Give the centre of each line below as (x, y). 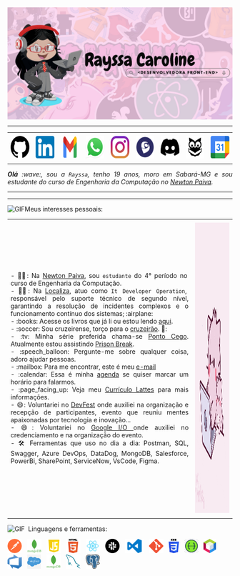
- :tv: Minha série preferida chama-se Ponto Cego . (100, 337)
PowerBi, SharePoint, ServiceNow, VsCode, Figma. (85, 461)
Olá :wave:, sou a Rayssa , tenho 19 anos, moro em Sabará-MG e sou (120, 174)
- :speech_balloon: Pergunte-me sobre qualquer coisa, (100, 352)
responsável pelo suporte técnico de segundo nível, (100, 299)
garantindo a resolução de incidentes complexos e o (100, 306)
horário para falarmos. (43, 382)
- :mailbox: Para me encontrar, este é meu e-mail (83, 367)
